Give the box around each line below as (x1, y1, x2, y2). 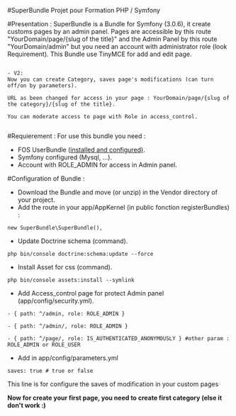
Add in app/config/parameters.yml (17, 354, 119, 362)
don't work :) (7, 401, 46, 410)
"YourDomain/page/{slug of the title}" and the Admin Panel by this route (7, 35, 218, 43)
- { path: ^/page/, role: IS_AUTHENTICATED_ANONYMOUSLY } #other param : (7, 335, 230, 342)
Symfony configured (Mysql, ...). (17, 153, 113, 162)
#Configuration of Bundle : (7, 174, 85, 183)
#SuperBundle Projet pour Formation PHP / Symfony (7, 6, 161, 14)
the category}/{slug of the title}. (7, 101, 116, 108)
